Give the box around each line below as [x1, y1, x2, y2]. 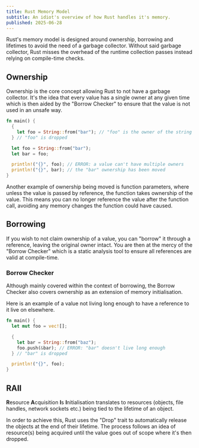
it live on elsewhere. [6, 306, 55, 313]
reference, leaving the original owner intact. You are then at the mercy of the [6, 241, 192, 248]
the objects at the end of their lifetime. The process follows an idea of [6, 423, 176, 430]
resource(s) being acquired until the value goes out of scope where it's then [6, 429, 192, 436]
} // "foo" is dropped [11, 135, 68, 140]
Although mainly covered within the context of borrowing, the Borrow [6, 282, 175, 289]
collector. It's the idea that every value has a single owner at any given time [6, 94, 190, 101]
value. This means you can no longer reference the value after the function [6, 196, 189, 203]
